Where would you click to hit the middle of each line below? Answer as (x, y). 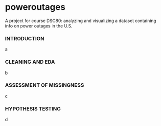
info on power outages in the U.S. (39, 25)
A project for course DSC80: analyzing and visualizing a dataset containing (81, 21)
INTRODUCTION (25, 38)
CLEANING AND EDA (30, 62)
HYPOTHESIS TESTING (33, 108)
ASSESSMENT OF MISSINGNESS (45, 85)
